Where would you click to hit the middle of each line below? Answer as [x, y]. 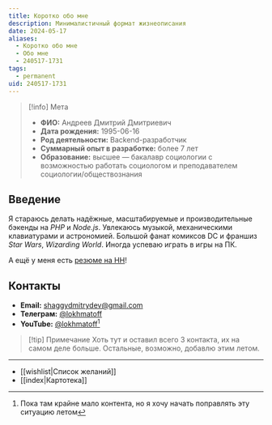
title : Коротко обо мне [49, 16]
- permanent [36, 76]
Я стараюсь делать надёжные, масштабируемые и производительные [130, 219]
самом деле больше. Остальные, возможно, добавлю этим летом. [144, 348]
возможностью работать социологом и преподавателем [139, 165]
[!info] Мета [48, 107]
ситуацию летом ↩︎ [53, 412]
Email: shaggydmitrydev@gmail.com [81, 305]
